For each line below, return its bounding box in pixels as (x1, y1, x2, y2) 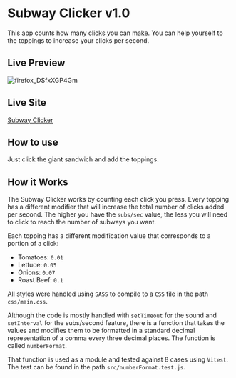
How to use (7, 136, 58, 148)
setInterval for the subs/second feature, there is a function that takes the (7, 319, 225, 327)
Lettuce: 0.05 (17, 261, 57, 269)
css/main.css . (7, 297, 48, 306)
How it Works (7, 176, 68, 188)
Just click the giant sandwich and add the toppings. (7, 155, 159, 164)
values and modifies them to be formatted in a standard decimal (7, 327, 195, 335)
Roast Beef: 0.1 (17, 276, 64, 284)
